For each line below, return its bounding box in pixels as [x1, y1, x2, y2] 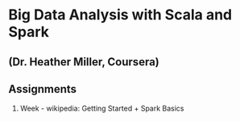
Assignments [8, 82, 77, 96]
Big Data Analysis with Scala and [8, 6, 233, 24]
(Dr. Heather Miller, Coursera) [8, 55, 159, 69]
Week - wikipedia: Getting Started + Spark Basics [19, 103, 184, 114]
